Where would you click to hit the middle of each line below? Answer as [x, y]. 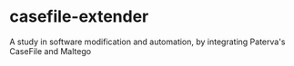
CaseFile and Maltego [51, 51]
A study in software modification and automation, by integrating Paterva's [147, 42]
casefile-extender [79, 17]
